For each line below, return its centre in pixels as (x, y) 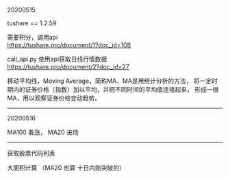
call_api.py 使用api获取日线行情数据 (57, 59)
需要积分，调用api (33, 37)
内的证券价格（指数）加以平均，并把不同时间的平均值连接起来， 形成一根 (116, 89)
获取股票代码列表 (31, 153)
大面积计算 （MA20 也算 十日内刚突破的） (66, 168)
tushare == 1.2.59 (32, 23)
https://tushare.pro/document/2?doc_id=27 (68, 67)
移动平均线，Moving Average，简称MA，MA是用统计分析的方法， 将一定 (110, 81)
